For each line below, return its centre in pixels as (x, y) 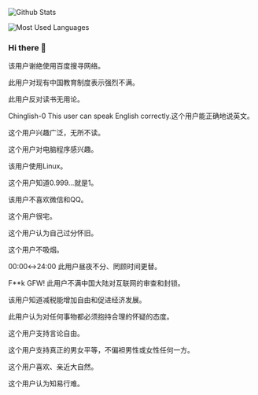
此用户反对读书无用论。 (46, 99)
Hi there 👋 (28, 47)
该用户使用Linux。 (38, 166)
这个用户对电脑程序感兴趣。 (53, 150)
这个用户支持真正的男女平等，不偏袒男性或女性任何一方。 (101, 350)
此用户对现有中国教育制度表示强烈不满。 (74, 83)
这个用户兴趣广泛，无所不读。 (56, 133)
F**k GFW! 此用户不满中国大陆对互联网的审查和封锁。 (96, 283)
